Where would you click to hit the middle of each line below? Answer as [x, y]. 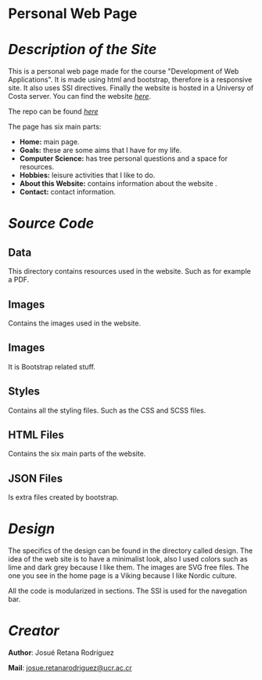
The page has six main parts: [55, 127]
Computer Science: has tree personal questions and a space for [124, 158]
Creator [34, 631]
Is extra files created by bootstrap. [63, 497]
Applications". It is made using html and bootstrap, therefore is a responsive [130, 80]
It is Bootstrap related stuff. [52, 366]
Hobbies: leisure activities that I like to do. [87, 175]
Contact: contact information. [67, 192]
